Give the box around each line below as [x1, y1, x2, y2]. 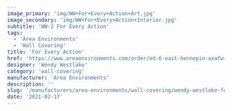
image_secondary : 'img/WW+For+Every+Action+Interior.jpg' [7, 17, 177, 23]
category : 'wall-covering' [7, 68, 85, 74]
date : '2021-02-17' [7, 94, 64, 101]
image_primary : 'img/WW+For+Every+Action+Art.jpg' [7, 10, 156, 17]
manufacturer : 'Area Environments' [7, 74, 110, 81]
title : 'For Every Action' [7, 49, 85, 56]
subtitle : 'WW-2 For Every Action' [7, 23, 110, 30]
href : [7, 55, 23, 62]
